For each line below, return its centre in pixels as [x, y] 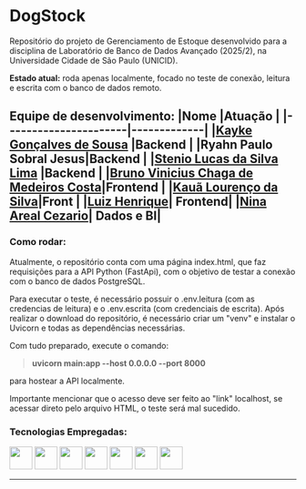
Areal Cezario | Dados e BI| [86, 216]
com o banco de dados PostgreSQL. [77, 281]
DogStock [48, 16]
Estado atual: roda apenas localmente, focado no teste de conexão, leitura [150, 77]
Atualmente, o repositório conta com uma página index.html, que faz [138, 261]
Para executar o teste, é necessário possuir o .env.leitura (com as [132, 299]
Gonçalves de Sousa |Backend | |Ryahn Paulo [141, 145]
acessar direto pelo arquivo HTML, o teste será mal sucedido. [125, 408]
